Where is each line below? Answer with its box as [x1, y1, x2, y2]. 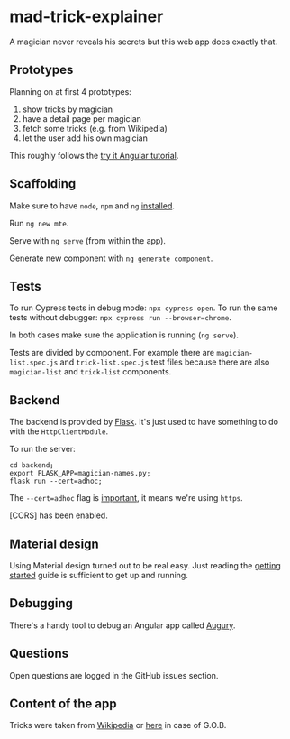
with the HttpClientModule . [9, 426, 109, 437]
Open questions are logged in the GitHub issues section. [9, 670, 219, 680]
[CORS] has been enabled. [9, 510, 108, 521]
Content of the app [9, 697, 117, 712]
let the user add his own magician [22, 133, 149, 143]
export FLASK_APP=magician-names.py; [9, 469, 151, 478]
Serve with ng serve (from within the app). [9, 235, 167, 245]
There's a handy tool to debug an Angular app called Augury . [9, 620, 236, 631]
